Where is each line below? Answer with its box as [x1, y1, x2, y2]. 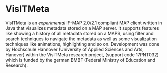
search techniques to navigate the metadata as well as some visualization [5, 36, 157, 42]
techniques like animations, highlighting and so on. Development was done [5, 41, 160, 47]
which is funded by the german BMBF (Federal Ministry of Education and [5, 57, 156, 63]
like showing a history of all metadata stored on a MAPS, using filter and [5, 30, 154, 36]
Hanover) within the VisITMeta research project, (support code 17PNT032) [5, 51, 159, 58]
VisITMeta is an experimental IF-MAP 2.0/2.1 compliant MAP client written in [5, 20, 162, 26]
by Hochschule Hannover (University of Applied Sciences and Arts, [5, 46, 144, 52]
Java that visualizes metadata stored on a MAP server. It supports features [5, 25, 159, 31]
